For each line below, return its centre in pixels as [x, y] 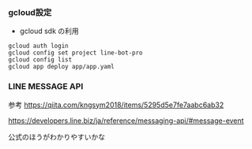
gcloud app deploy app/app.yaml [61, 67]
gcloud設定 [30, 12]
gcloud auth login [38, 46]
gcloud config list [40, 60]
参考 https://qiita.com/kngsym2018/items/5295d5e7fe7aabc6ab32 [116, 105]
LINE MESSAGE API [46, 87]
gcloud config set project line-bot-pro [76, 53]
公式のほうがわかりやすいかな [56, 136]
